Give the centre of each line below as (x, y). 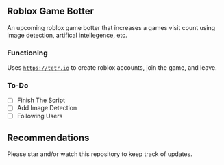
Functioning (27, 53)
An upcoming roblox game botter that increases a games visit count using (111, 27)
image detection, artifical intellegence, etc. (67, 35)
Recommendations (48, 137)
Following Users (40, 116)
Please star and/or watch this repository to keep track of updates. (100, 154)
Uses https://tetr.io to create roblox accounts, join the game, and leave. (112, 68)
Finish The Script (41, 100)
